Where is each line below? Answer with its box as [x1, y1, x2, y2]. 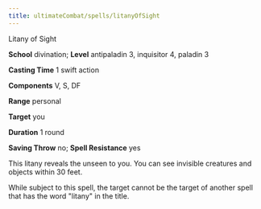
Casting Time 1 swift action [8, 65, 99, 75]
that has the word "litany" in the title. [8, 191, 130, 201]
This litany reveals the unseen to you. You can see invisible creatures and [8, 158, 252, 168]
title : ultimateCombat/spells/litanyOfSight [8, 11, 160, 20]
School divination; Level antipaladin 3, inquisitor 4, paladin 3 [8, 49, 209, 59]
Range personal [8, 96, 62, 105]
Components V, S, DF [8, 80, 81, 90]
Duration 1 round [8, 127, 64, 137]
